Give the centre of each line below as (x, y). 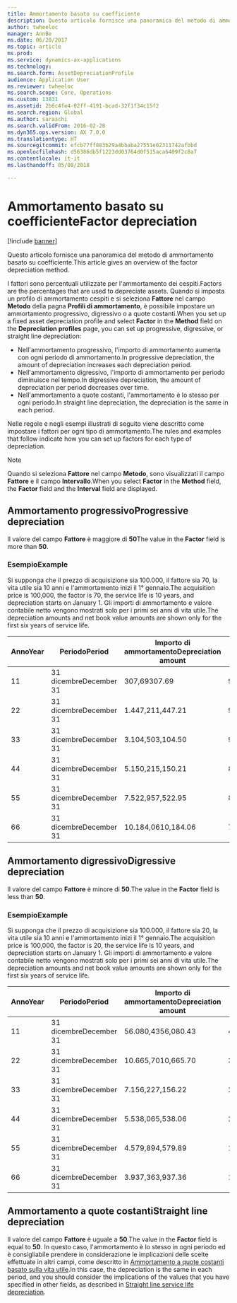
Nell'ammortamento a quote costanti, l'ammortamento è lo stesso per (119, 395)
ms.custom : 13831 (33, 100)
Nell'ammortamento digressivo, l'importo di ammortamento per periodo (121, 372)
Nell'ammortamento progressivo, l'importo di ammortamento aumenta (119, 349)
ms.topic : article (34, 47)
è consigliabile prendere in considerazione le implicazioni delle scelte (108, 1254)
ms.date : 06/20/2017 (38, 40)
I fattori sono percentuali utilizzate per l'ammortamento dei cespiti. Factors (115, 283)
